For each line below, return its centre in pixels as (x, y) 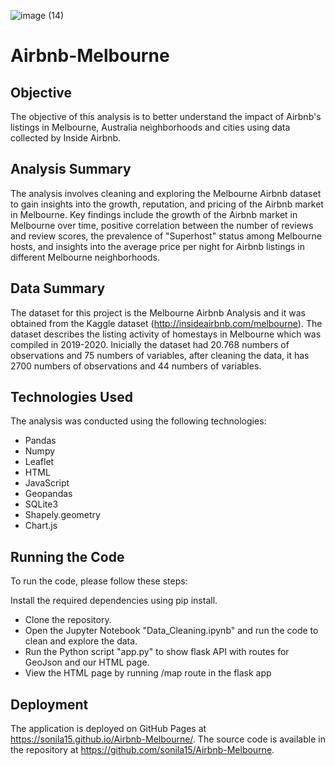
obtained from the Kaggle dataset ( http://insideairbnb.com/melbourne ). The (166, 323)
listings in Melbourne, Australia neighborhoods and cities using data (150, 127)
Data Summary (58, 288)
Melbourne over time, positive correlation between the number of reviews (162, 225)
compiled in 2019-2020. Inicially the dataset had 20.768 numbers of (150, 344)
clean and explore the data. (81, 641)
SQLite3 (41, 504)
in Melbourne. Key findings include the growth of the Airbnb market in (154, 214)
